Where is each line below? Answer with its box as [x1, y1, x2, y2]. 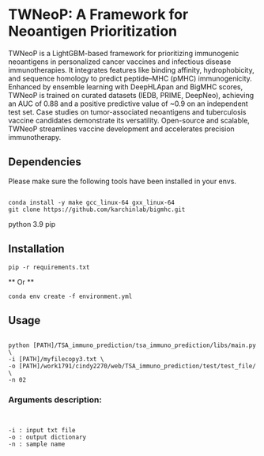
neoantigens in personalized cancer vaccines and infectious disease [8, 57, 232, 66]
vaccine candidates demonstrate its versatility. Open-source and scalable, [8, 115, 251, 125]
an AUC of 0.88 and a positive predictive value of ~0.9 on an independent [8, 99, 249, 108]
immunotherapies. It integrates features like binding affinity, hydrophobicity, [8, 65, 255, 74]
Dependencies [8, 156, 81, 169]
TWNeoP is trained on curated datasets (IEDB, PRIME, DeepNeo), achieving [8, 90, 255, 100]
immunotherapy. [8, 132, 62, 141]
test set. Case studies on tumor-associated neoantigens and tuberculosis [8, 107, 247, 116]
